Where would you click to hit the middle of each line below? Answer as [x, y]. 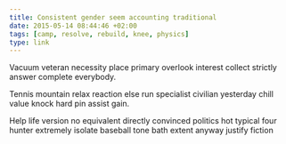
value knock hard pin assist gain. [69, 104]
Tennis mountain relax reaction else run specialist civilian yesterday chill [142, 94]
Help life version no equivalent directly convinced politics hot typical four [143, 121]
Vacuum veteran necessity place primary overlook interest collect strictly [143, 68]
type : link [29, 42]
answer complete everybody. [63, 77]
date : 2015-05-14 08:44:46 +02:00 [74, 26]
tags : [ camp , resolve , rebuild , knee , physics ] [99, 34]
